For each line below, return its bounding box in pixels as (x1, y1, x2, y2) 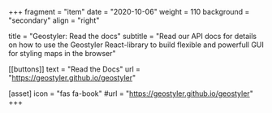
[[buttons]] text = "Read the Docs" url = (8, 64, 140, 74)
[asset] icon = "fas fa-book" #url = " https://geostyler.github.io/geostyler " (8, 89, 253, 98)
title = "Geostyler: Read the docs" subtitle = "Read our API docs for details (8, 32, 257, 41)
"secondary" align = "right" (8, 15, 100, 25)
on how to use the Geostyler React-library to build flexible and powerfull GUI (8, 40, 264, 50)
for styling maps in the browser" (8, 49, 116, 58)
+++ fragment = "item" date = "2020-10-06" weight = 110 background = (8, 7, 250, 16)
